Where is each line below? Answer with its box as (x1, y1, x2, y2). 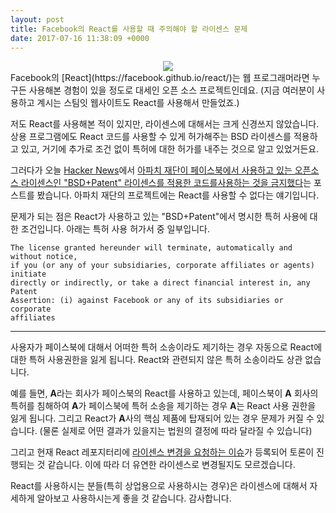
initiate (10, 269, 47, 280)
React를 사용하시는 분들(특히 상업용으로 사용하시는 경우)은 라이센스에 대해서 (10, 480, 308, 492)
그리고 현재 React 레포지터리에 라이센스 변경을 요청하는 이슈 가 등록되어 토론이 (10, 446, 315, 458)
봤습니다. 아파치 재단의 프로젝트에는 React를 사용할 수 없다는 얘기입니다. (36, 189, 320, 201)
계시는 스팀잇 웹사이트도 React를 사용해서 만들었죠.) (36, 97, 240, 109)
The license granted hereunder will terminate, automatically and (10, 243, 293, 253)
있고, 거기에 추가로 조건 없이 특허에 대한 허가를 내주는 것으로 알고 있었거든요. (20, 143, 320, 155)
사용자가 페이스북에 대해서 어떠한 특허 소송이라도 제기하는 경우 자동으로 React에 (10, 341, 323, 353)
